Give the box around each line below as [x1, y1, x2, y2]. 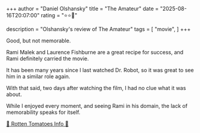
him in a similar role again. [6, 73, 70, 80]
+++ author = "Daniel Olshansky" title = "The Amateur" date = [6, 5, 159, 12]
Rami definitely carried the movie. [6, 55, 89, 62]
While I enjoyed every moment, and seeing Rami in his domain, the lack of [6, 103, 188, 109]
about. [6, 91, 22, 98]
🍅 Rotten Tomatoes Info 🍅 [6, 120, 69, 127]
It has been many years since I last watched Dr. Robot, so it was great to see [6, 67, 194, 73]
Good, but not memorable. [6, 37, 71, 44]
